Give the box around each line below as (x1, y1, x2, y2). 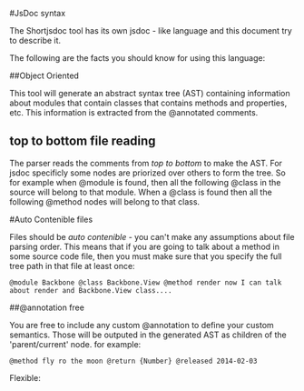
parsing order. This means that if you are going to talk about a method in (9, 241, 279, 252)
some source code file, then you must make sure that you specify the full (9, 250, 282, 262)
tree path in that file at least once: (9, 260, 135, 271)
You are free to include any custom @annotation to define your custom (9, 319, 274, 330)
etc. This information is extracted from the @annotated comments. (9, 107, 259, 117)
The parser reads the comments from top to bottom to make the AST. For (9, 157, 283, 168)
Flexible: (9, 372, 41, 383)
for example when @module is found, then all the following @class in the (9, 176, 281, 187)
